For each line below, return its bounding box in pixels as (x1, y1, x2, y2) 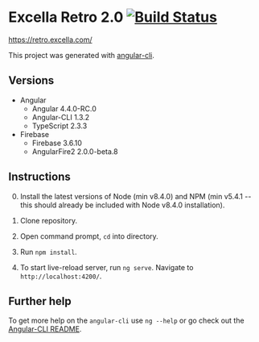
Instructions (8, 170, 71, 184)
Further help (8, 294, 72, 308)
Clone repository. (19, 215, 78, 225)
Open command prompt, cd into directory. (19, 231, 158, 241)
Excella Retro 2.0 (8, 8, 124, 27)
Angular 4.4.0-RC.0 (31, 103, 97, 113)
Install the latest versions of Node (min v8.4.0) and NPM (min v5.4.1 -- (19, 191, 252, 201)
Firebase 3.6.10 (31, 138, 83, 148)
